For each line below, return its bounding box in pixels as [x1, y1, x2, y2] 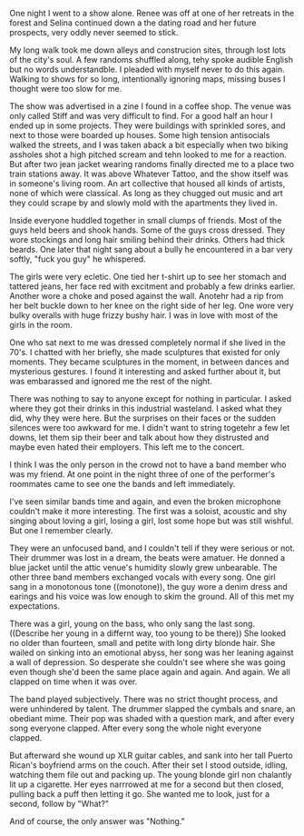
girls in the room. [9, 320, 73, 330]
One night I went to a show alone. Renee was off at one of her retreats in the [9, 8, 295, 18]
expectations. [9, 601, 61, 612]
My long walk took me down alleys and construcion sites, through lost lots [9, 45, 286, 55]
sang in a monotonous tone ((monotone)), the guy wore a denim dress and [9, 582, 288, 592]
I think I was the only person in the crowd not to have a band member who [9, 459, 288, 470]
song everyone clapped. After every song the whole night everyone [9, 722, 262, 733]
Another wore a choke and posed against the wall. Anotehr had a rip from [9, 291, 284, 301]
